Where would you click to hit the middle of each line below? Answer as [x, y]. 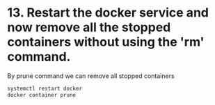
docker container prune [42, 95]
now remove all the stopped [89, 27]
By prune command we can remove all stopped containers [91, 76]
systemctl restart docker [45, 88]
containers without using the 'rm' [106, 42]
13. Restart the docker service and [108, 13]
